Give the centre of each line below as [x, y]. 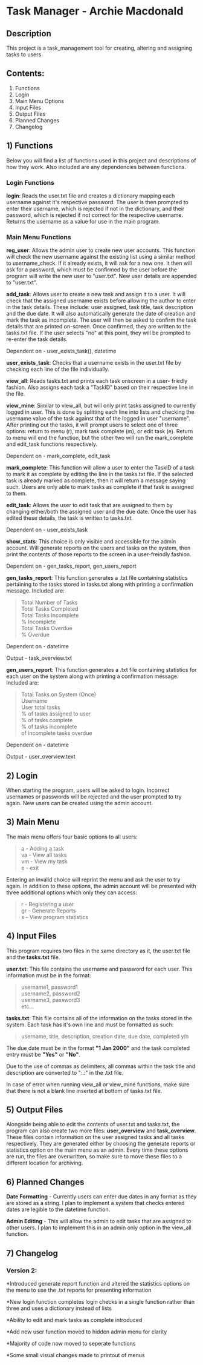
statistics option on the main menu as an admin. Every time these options [97, 1150]
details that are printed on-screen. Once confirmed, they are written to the [99, 327]
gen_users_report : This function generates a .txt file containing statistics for [101, 670]
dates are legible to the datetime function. [58, 1209]
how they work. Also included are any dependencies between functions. [96, 167]
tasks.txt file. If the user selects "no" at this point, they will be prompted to [99, 333]
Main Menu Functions [39, 237]
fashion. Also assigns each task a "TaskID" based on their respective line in [100, 387]
